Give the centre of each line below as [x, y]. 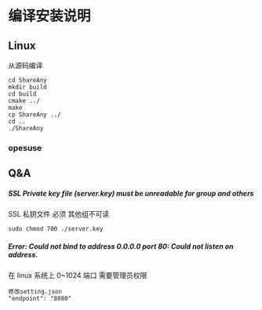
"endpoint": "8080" [40, 299]
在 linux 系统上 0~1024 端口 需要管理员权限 [78, 275]
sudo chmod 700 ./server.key [56, 229]
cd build [22, 94]
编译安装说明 [50, 16]
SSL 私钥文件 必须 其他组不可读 [59, 214]
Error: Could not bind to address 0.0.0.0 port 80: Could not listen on [121, 246]
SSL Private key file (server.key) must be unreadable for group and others [131, 193]
